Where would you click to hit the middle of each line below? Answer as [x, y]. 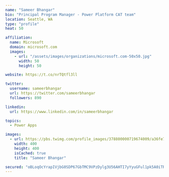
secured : [14, 167]
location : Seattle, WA [29, 19]
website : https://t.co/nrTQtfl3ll [41, 75]
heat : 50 [14, 29]
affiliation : [19, 38]
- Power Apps [23, 125]
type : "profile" [22, 24]
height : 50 [30, 66]
